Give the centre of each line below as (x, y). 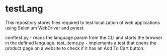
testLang (24, 9)
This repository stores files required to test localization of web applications (82, 22)
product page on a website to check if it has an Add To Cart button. (75, 48)
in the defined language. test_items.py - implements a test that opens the (81, 42)
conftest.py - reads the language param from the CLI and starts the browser (84, 37)
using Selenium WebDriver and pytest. (45, 27)
